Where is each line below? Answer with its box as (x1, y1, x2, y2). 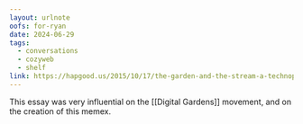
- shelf (17, 64, 47, 73)
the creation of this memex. (9, 105, 112, 117)
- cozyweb (17, 55, 54, 64)
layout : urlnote (9, 13, 70, 22)
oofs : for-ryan (9, 22, 67, 31)
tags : (9, 38, 30, 48)
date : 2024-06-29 (9, 30, 75, 39)
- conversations (17, 47, 78, 56)
